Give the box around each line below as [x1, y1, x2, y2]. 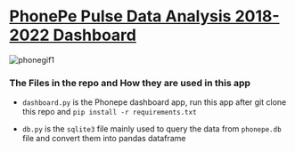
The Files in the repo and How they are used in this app [9, 76, 251, 89]
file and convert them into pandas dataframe [21, 133, 186, 144]
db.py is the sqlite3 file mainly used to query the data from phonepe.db [21, 124, 283, 134]
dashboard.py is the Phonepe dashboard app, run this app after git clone [21, 97, 287, 108]
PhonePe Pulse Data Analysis [9, 6, 232, 27]
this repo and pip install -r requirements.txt [21, 107, 198, 117]
